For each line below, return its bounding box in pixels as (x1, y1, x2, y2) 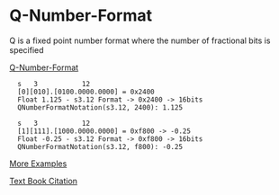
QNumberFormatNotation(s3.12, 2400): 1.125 (17, 102, 183, 112)
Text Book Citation (9, 175, 78, 186)
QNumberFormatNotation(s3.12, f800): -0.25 (17, 142, 183, 151)
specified (9, 44, 44, 55)
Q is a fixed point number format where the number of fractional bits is (9, 35, 271, 46)
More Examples (9, 158, 67, 169)
